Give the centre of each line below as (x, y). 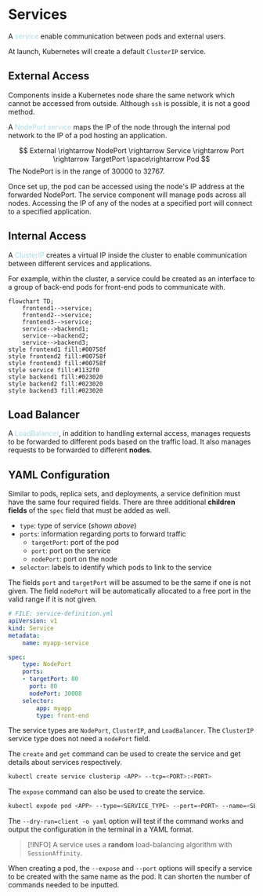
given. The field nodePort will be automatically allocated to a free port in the (130, 591)
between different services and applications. (80, 263)
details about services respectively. (65, 763)
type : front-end (63, 715)
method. (22, 112)
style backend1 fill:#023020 (56, 377)
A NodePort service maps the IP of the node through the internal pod (119, 126)
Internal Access (47, 236)
